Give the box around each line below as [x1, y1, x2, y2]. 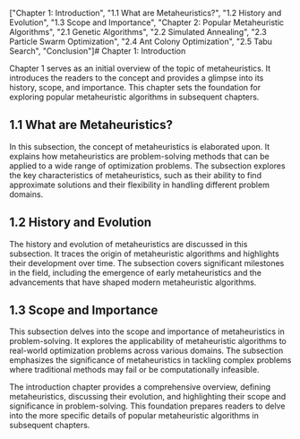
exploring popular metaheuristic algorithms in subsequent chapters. [9, 91, 260, 102]
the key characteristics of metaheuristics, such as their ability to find [9, 169, 262, 180]
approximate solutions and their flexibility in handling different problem [9, 179, 270, 190]
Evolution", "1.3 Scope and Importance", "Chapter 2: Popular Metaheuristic [9, 17, 285, 28]
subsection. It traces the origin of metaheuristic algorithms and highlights [9, 248, 279, 259]
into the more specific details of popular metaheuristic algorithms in [9, 410, 260, 421]
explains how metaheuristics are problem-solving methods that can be [9, 151, 270, 161]
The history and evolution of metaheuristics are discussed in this [9, 238, 248, 249]
